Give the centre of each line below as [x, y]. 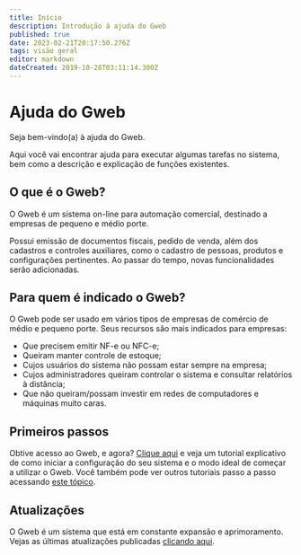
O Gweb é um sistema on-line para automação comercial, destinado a [138, 214]
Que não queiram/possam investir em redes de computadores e [140, 394]
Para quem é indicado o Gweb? [97, 298]
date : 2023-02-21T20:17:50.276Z [70, 43]
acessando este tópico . [53, 482]
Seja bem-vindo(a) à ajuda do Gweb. [77, 137]
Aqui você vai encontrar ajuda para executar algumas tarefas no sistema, [145, 154]
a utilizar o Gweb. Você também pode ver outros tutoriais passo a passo [143, 472]
